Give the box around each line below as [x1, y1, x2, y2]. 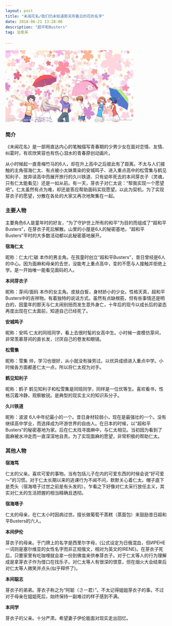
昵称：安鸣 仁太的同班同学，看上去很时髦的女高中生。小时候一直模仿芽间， [5, 329, 164, 336]
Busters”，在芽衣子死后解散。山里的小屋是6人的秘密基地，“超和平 [5, 226, 145, 232]
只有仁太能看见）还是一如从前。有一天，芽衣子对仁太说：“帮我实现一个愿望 [5, 180, 165, 186]
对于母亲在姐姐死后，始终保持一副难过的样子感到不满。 [5, 593, 122, 599]
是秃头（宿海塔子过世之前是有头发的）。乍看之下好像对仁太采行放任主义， [5, 483, 160, 489]
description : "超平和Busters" [5, 25, 68, 30]
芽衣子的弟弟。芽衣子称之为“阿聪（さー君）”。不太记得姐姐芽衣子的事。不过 [5, 587, 164, 593]
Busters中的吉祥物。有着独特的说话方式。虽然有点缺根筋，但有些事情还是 [5, 295, 161, 301]
